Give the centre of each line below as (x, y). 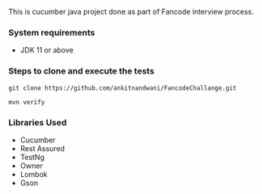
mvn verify (27, 102)
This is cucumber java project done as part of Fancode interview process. (131, 12)
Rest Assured (42, 148)
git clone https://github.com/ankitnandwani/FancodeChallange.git (123, 88)
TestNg (32, 157)
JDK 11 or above (47, 50)
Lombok (34, 174)
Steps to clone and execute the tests (82, 71)
